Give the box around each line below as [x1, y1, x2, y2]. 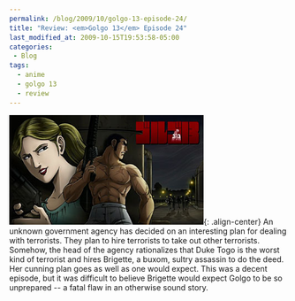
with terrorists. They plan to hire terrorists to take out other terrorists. [9, 235, 261, 245]
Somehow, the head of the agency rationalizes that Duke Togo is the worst [9, 244, 280, 255]
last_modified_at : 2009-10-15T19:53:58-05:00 [9, 33, 179, 42]
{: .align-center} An [203, 216, 274, 227]
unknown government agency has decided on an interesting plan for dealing [9, 226, 287, 236]
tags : [9, 61, 29, 70]
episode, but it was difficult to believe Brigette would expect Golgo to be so [9, 273, 283, 283]
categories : [9, 42, 53, 51]
